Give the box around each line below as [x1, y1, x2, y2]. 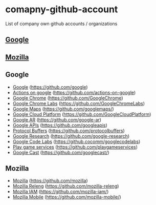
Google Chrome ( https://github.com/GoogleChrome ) [12, 95, 124, 101]
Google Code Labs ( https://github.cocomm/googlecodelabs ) [12, 138, 141, 145]
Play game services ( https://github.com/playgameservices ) [12, 143, 138, 150]
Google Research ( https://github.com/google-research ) [12, 133, 130, 139]
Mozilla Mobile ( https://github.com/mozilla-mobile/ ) [12, 194, 121, 200]
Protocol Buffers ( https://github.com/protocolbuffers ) [12, 127, 125, 134]
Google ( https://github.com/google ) [12, 84, 88, 90]
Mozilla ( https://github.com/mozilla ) [12, 178, 88, 184]
